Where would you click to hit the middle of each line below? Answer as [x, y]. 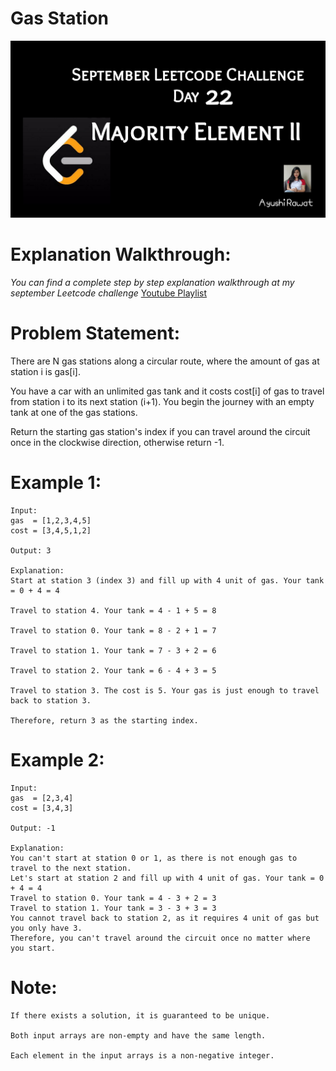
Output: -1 [33, 828]
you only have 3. [46, 928]
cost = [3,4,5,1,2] [51, 531]
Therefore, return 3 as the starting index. [104, 721]
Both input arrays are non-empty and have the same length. [138, 1035]
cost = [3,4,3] [42, 808]
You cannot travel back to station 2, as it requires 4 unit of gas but [165, 918]
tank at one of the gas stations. [74, 413]
